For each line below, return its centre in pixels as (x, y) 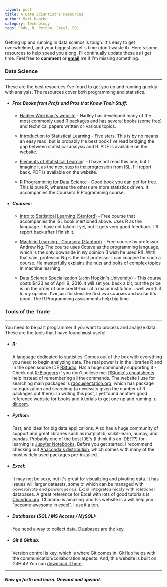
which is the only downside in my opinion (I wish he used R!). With (87, 252)
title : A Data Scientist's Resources (44, 14)
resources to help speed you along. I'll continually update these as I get (78, 53)
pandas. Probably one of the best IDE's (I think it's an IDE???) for (79, 439)
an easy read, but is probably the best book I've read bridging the (87, 141)
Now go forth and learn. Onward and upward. (53, 580)
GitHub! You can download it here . (47, 563)
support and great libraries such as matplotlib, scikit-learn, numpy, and (85, 433)
